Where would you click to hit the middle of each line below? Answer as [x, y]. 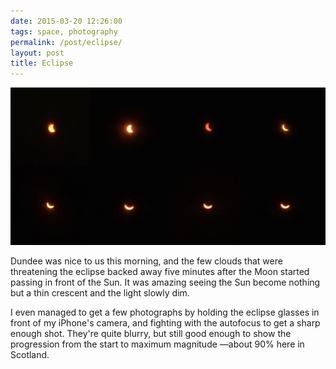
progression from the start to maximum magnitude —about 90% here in [157, 344]
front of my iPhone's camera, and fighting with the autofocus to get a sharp [165, 323]
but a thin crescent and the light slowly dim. [100, 293]
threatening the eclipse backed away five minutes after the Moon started [160, 272]
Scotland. [30, 355]
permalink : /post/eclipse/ [66, 42]
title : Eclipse [42, 63]
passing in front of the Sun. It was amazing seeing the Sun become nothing [165, 282]
